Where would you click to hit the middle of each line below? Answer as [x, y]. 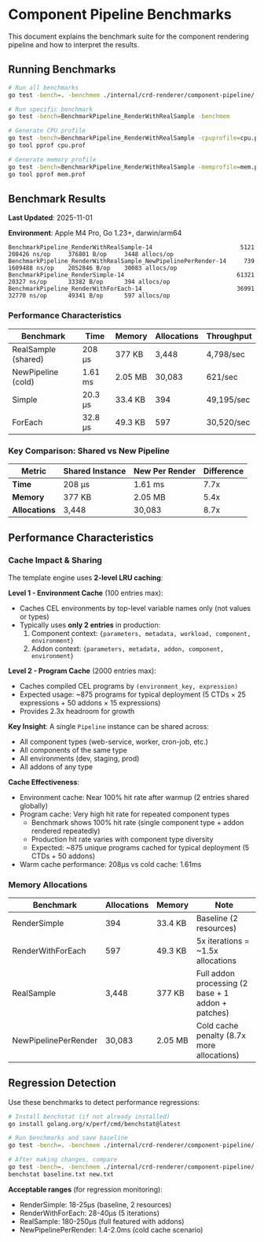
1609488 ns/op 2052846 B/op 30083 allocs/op [93, 268]
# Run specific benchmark [50, 109]
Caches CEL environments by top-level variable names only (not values [135, 608]
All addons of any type [56, 767]
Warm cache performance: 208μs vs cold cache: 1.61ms [110, 864]
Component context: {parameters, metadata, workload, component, [141, 633]
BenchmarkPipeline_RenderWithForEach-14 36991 [132, 289]
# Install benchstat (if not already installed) [89, 1117]
